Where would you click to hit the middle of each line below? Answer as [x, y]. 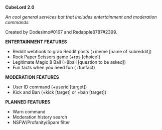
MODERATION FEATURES [32, 77]
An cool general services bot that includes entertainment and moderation [81, 17]
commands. [18, 22]
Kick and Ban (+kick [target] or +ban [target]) [59, 92]
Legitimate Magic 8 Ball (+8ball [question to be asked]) [69, 62]
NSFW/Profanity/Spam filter [41, 122]
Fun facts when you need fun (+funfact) [54, 68]
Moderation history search [40, 117]
